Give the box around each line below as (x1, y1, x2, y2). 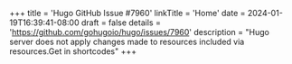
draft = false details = (80, 17, 161, 28)
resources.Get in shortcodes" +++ (9, 46, 137, 57)
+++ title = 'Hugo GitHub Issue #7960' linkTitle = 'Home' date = (9, 8, 246, 18)
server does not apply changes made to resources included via (9, 36, 245, 47)
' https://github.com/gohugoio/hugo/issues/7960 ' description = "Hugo (9, 27, 269, 37)
